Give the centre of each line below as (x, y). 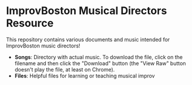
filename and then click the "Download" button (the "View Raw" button (100, 63)
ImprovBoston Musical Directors (87, 11)
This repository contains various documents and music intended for (88, 39)
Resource (30, 23)
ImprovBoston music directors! (43, 46)
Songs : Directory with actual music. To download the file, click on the (99, 57)
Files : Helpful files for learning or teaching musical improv (85, 76)
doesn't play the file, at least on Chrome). (65, 69)
